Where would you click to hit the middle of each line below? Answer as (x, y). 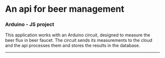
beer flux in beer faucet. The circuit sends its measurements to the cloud (79, 40)
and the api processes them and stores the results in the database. (73, 46)
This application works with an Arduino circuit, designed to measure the (78, 35)
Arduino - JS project (30, 25)
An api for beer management (65, 9)
